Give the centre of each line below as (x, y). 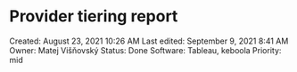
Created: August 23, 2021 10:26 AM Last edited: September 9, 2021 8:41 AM (149, 41)
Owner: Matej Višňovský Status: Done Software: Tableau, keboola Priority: (145, 50)
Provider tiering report (94, 16)
